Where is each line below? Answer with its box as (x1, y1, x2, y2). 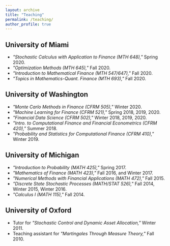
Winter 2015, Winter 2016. (12, 186, 67, 192)
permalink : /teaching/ (5, 17, 53, 22)
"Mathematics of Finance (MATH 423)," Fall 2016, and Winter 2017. (12, 170, 154, 176)
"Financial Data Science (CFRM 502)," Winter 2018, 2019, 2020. (12, 114, 147, 120)
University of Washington (5, 90, 88, 99)
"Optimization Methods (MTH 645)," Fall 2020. (12, 65, 111, 71)
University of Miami (5, 40, 69, 49)
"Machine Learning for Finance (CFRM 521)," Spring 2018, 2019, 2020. (12, 109, 161, 115)
